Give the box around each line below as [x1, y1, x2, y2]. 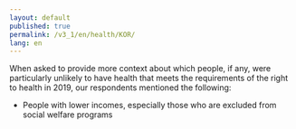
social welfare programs [22, 109, 113, 120]
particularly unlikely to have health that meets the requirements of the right [9, 73, 289, 84]
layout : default [9, 13, 71, 23]
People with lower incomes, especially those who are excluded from [22, 100, 277, 111]
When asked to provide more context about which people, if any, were [9, 63, 272, 74]
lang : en [9, 38, 43, 48]
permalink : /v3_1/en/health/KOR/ [9, 30, 136, 39]
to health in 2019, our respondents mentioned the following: [9, 82, 232, 93]
